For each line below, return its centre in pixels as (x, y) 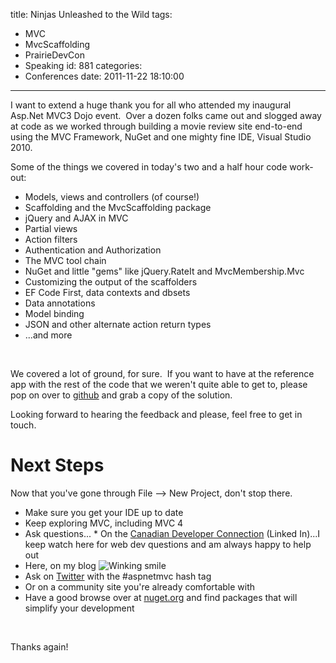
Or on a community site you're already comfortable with (140, 586)
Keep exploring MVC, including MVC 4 (104, 523)
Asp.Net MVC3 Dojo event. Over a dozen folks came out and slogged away (166, 115)
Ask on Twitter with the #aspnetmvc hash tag (118, 576)
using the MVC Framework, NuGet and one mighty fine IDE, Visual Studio (161, 137)
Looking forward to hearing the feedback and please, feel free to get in (156, 414)
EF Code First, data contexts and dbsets (107, 292)
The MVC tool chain (65, 260)
